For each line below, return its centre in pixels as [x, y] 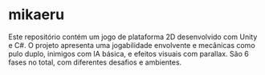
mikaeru [37, 15]
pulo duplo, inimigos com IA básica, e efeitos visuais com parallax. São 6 [128, 53]
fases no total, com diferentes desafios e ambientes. [95, 62]
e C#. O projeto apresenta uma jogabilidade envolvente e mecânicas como [132, 45]
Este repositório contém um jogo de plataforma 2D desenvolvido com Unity [133, 37]
